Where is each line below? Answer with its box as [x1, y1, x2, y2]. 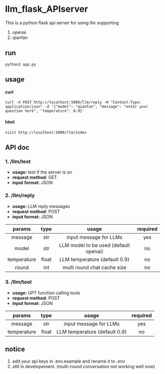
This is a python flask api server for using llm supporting [5, 20, 119, 26]
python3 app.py [5, 62, 36, 67]
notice [5, 345, 26, 353]
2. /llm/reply [5, 192, 35, 199]
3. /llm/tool [5, 278, 32, 285]
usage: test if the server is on [12, 169, 72, 175]
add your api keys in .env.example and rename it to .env [12, 358, 125, 364]
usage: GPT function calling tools [12, 290, 80, 296]
